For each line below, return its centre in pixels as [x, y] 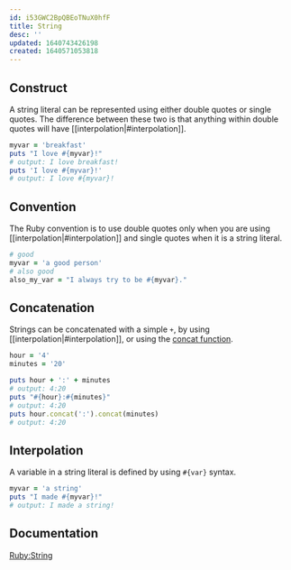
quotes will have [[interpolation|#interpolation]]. [98, 128]
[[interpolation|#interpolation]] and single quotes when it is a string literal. [146, 238]
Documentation [54, 533]
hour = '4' [30, 356]
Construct [38, 88]
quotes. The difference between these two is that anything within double [144, 119]
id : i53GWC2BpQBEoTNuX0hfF [60, 18]
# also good [32, 271]
